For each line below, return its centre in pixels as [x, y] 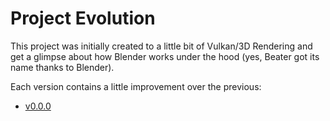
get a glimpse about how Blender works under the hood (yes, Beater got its [165, 56]
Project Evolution [83, 18]
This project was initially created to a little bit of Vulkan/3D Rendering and [161, 46]
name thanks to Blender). [62, 67]
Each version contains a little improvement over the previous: [136, 86]
